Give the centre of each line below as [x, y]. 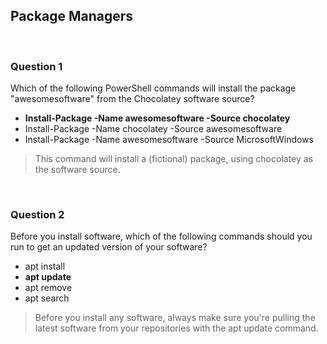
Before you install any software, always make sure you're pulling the [175, 318]
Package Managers [72, 16]
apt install [45, 266]
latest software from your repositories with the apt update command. [176, 328]
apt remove [48, 288]
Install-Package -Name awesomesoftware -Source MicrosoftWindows [169, 140]
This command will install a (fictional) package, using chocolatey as [174, 159]
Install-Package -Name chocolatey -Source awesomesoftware [153, 129]
